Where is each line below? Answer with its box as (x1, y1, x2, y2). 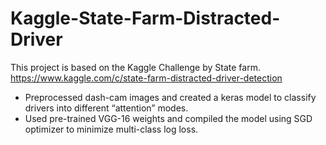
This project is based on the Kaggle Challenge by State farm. (10, 61, 261, 73)
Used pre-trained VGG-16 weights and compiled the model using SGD (24, 112, 313, 124)
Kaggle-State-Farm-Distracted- (10, 7, 281, 30)
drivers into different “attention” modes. (24, 102, 189, 114)
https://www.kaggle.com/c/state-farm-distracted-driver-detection (10, 72, 283, 84)
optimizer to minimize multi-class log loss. (24, 123, 199, 135)
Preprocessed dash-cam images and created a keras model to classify (24, 91, 317, 103)
